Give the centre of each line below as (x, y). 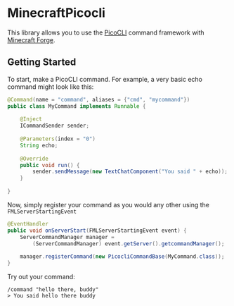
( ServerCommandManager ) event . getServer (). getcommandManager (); (129, 244)
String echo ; (39, 145)
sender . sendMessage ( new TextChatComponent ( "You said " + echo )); (130, 172)
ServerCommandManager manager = (67, 237)
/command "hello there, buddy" (53, 290)
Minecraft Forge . (31, 39)
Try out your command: (41, 277)
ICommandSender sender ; (55, 126)
